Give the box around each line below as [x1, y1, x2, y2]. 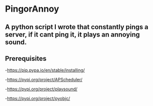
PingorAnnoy [5, 3, 59, 15]
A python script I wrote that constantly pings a [5, 23, 149, 31]
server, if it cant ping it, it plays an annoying [5, 30, 140, 38]
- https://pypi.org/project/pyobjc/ [5, 96, 70, 102]
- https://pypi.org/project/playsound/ [5, 86, 78, 92]
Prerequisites [5, 54, 47, 63]
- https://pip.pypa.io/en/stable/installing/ [5, 67, 85, 73]
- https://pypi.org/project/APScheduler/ [5, 77, 83, 83]
